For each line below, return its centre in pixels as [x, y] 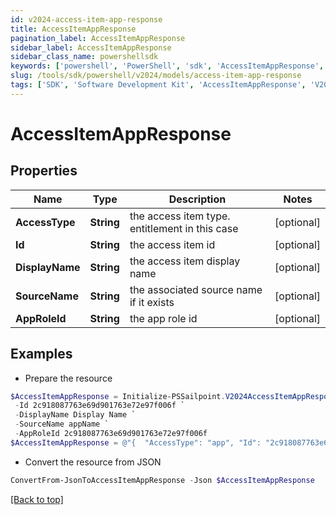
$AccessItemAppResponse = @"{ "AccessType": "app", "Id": [136, 442]
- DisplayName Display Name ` [75, 415]
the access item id [172, 244]
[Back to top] [37, 499]
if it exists [152, 302]
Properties [44, 171]
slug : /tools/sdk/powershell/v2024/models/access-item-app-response [156, 76]
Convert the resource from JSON [93, 462]
